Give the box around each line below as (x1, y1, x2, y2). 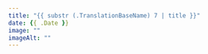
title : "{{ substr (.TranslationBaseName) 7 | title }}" (8, 11, 201, 20)
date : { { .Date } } (8, 19, 69, 27)
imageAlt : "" (8, 33, 52, 42)
